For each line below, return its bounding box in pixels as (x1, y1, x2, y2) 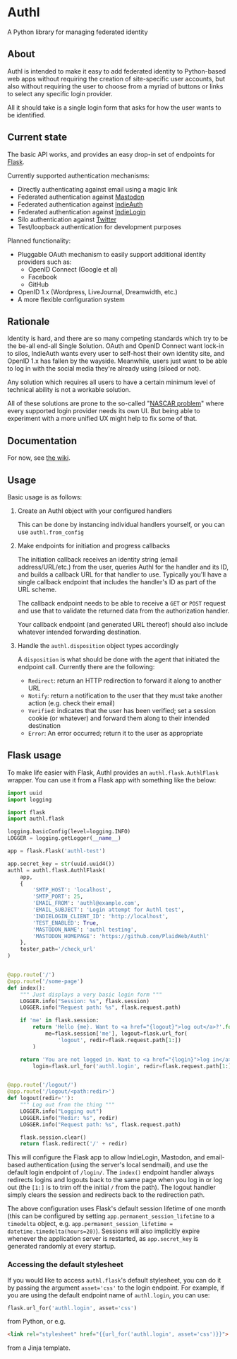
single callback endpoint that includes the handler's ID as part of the (17, 578, 217, 586)
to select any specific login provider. (7, 89, 113, 98)
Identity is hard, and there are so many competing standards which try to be (7, 334, 228, 343)
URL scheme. (17, 585, 57, 594)
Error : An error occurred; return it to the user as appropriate (28, 729, 203, 737)
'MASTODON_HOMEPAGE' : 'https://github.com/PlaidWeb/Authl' (32, 932, 210, 939)
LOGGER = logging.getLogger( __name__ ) (7, 835, 121, 842)
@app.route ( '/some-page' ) (7, 978, 83, 985)
